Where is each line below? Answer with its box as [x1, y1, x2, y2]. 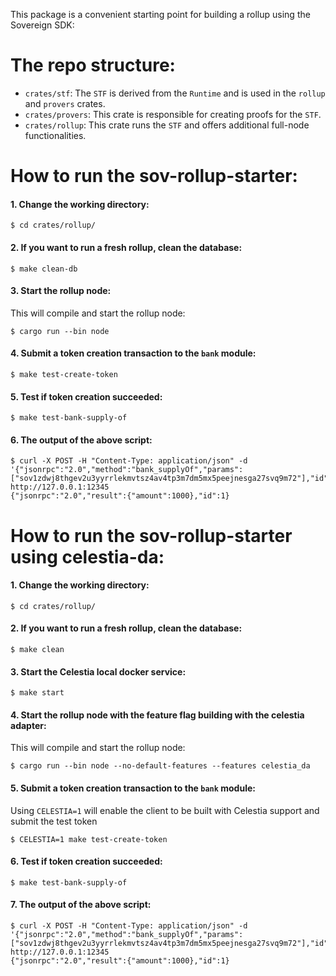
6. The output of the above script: [10, 434, 153, 446]
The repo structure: [10, 54, 176, 77]
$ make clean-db [10, 264, 78, 274]
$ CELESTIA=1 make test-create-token [10, 834, 168, 844]
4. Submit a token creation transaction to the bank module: [10, 347, 257, 359]
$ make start [10, 688, 65, 698]
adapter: [10, 719, 47, 731]
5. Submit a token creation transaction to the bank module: [10, 782, 256, 794]
